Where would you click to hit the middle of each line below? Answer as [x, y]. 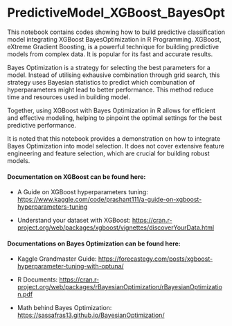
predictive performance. [42, 125]
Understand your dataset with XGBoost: [74, 221]
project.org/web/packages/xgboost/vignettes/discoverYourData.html [116, 228]
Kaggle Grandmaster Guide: [57, 259]
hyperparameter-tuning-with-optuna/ [70, 266]
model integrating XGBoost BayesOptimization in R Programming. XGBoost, [114, 39]
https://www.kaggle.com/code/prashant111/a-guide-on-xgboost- [109, 200]
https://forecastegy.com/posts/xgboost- [155, 259]
